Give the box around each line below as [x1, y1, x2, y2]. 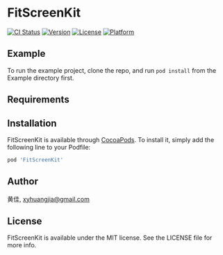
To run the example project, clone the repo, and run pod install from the [7, 66, 217, 74]
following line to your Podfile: [7, 143, 91, 151]
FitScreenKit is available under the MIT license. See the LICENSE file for [7, 234, 213, 242]
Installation [7, 117, 57, 129]
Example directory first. [7, 73, 74, 82]
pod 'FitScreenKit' [7, 156, 64, 164]
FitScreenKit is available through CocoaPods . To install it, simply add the [7, 135, 215, 143]
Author [7, 175, 38, 188]
